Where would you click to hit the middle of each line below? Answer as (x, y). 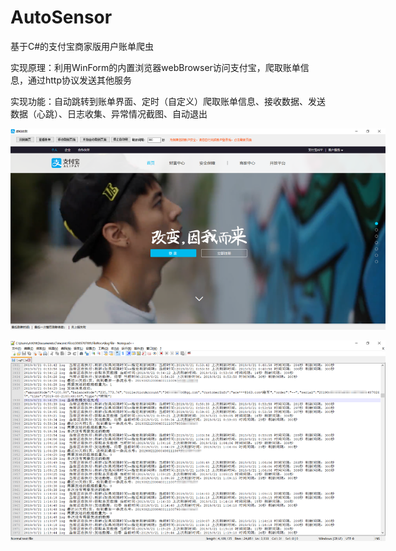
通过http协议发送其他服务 (80, 80)
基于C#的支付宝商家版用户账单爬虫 (82, 46)
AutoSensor (61, 17)
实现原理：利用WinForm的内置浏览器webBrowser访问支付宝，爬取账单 (155, 67)
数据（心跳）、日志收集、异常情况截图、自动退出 (109, 113)
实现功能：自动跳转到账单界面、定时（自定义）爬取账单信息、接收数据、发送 (168, 101)
